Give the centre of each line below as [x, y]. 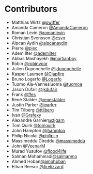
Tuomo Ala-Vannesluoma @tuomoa [47, 84]
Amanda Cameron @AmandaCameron [50, 27]
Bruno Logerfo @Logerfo [37, 79]
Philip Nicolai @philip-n [35, 135]
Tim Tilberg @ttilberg [33, 110]
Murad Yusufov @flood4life [39, 151]
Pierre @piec [24, 48]
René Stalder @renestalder [39, 99]
